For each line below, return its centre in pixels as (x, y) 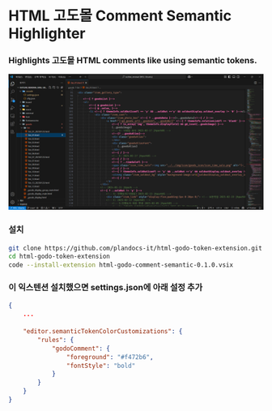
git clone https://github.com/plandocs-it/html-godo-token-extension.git (136, 248)
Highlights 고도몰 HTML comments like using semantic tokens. (133, 61)
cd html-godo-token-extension (59, 257)
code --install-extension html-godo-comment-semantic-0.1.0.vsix (121, 265)
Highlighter (47, 34)
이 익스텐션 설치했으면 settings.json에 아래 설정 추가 (106, 288)
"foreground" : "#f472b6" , (110, 357)
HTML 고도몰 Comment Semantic (120, 16)
